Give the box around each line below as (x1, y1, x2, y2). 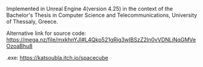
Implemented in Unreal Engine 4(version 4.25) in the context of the (6, 5, 173, 12)
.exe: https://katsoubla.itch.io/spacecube (6, 54, 108, 61)
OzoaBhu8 (6, 42, 33, 49)
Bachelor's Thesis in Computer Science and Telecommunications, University (6, 11, 198, 19)
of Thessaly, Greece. (6, 18, 59, 25)
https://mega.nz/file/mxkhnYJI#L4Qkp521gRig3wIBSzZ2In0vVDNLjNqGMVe (6, 36, 196, 43)
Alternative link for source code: (6, 30, 87, 37)
